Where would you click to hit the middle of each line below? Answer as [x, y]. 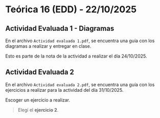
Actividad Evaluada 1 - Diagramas [60, 28]
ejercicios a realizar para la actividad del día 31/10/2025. [64, 90]
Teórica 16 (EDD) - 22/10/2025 [71, 9]
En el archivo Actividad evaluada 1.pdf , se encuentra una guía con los [80, 41]
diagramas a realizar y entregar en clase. [48, 46]
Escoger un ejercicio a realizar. [38, 100]
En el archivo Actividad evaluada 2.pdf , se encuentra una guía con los [80, 84]
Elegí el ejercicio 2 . [38, 110]
